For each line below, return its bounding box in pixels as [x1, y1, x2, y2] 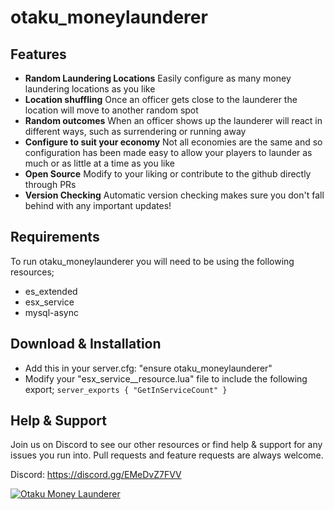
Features [10, 46, 67, 63]
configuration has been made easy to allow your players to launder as [24, 147, 313, 158]
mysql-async [24, 306, 79, 318]
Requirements [10, 229, 100, 246]
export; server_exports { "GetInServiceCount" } [24, 383, 228, 395]
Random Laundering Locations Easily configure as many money [24, 72, 292, 84]
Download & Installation [10, 336, 162, 353]
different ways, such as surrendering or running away [24, 126, 247, 137]
